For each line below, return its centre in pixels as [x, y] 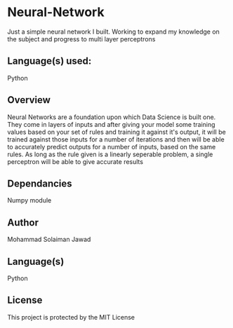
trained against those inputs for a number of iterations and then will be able [116, 139]
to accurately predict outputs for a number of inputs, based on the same [112, 146]
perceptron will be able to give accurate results [75, 161]
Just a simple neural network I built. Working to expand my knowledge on [113, 32]
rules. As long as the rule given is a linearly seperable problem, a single [110, 154]
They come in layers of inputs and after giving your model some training [111, 124]
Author [23, 223]
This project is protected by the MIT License [71, 317]
